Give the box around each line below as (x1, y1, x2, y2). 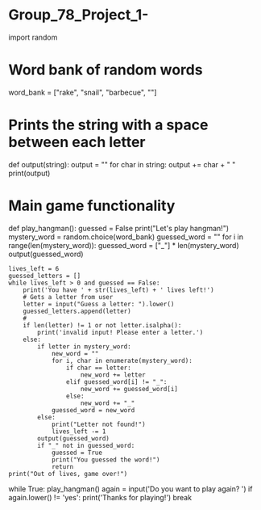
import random (8, 32, 58, 42)
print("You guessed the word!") (51, 455, 160, 464)
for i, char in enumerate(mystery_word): (51, 356, 193, 365)
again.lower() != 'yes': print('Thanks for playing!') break (8, 492, 192, 502)
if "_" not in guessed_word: (37, 441, 135, 449)
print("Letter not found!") (51, 420, 147, 428)
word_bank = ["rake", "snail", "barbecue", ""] (8, 87, 157, 97)
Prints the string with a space (8, 116, 209, 134)
